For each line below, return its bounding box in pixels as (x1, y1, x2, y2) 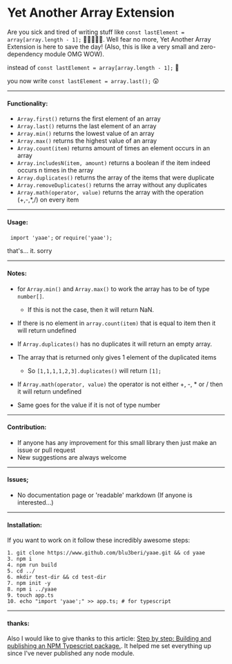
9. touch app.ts (7, 592, 54, 599)
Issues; (7, 475, 29, 484)
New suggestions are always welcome (17, 453, 127, 462)
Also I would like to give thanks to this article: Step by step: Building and (7, 634, 212, 643)
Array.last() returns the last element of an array (17, 122, 157, 130)
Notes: (7, 269, 28, 277)
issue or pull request (17, 446, 76, 454)
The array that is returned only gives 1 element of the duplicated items (17, 353, 217, 361)
